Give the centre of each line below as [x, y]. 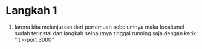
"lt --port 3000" [34, 39]
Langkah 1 [31, 10]
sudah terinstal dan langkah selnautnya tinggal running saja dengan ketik [105, 33]
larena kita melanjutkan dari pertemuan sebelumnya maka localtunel [99, 27]
